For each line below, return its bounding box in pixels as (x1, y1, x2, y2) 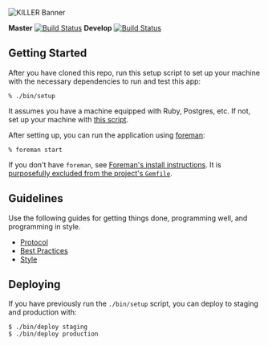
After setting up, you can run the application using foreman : (8, 130, 206, 140)
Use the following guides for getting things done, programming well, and (8, 213, 248, 223)
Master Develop (8, 23, 112, 32)
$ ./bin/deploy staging (8, 323, 88, 332)
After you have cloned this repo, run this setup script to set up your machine (8, 68, 261, 77)
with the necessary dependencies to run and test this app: (8, 76, 201, 86)
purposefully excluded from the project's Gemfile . (8, 168, 173, 178)
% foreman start (8, 146, 63, 154)
